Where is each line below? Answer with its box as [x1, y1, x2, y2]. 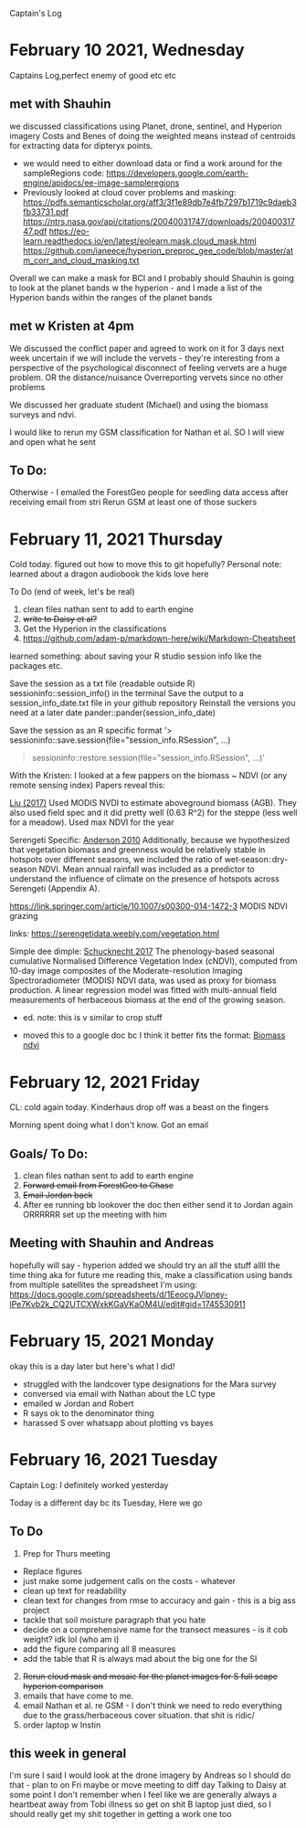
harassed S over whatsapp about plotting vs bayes [22, 1417, 214, 1428]
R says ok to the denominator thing [22, 1407, 155, 1419]
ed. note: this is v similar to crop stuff [22, 1012, 163, 1023]
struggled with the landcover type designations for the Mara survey [22, 1379, 277, 1389]
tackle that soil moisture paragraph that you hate [22, 1614, 206, 1625]
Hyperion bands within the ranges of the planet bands [9, 291, 213, 302]
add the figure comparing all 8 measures [22, 1643, 176, 1654]
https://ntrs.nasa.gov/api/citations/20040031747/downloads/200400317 [22, 216, 295, 227]
